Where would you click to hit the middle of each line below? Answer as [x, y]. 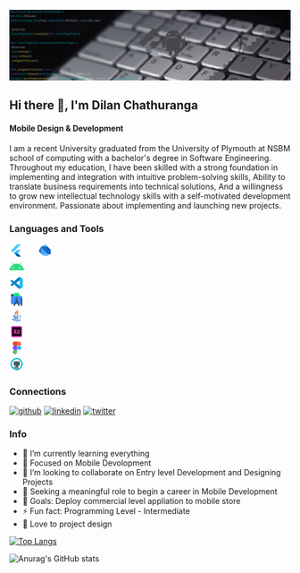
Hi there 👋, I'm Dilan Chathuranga [104, 105]
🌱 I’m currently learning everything [86, 454]
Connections [38, 391]
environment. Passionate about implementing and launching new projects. [146, 205]
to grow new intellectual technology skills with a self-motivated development [150, 196]
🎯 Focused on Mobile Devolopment [87, 463]
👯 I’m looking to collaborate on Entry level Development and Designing [151, 473]
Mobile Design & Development [67, 128]
